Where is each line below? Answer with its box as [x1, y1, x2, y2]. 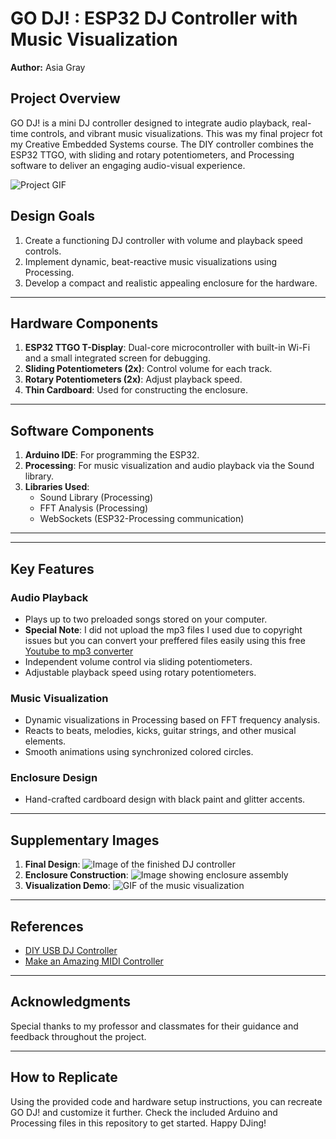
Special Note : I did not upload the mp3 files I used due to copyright [24, 623, 303, 636]
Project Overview [10, 90, 121, 107]
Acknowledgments [10, 993, 132, 1011]
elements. [24, 735, 67, 747]
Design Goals [10, 208, 95, 225]
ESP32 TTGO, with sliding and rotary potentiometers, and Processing [10, 148, 295, 161]
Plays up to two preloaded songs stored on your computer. [24, 613, 268, 625]
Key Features [10, 560, 95, 577]
